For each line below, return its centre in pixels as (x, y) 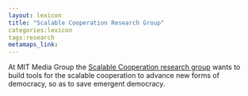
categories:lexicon (40, 30)
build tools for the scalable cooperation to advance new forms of (114, 76)
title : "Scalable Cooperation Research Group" (86, 23)
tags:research (32, 37)
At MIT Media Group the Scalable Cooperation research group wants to (124, 67)
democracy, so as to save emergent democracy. (87, 84)
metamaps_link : (33, 45)
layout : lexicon (35, 15)
